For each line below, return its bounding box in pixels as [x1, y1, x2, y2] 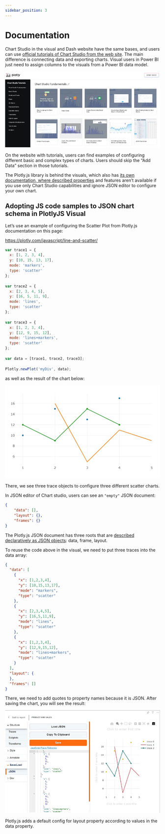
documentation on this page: [5, 228, 63, 234]
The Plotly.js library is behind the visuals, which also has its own [5, 172, 135, 178]
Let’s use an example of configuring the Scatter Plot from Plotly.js [5, 222, 137, 228]
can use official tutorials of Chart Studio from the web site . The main [5, 51, 143, 57]
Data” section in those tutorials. [5, 162, 69, 168]
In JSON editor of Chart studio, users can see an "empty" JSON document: [5, 492, 156, 498]
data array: [5, 552, 27, 558]
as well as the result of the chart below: [5, 376, 85, 381]
